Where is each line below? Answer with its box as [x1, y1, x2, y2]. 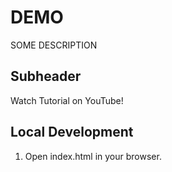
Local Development [10, 124, 134, 141]
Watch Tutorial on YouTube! [10, 94, 124, 106]
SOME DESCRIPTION [10, 39, 98, 51]
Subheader [10, 68, 82, 85]
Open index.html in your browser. [24, 150, 162, 162]
